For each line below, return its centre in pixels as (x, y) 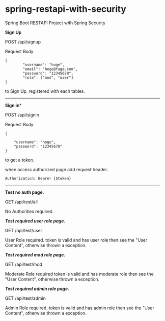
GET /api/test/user (24, 230)
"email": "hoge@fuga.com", (50, 69)
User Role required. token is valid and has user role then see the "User (76, 240)
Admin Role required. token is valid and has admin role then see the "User (80, 308)
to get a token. (20, 160)
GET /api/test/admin (25, 298)
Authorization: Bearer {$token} (38, 178)
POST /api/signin (22, 115)
